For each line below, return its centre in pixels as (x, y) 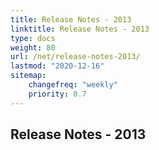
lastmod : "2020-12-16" (57, 66)
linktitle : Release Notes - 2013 (80, 29)
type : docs (33, 38)
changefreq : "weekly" (73, 85)
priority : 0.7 (57, 94)
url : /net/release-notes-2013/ (75, 57)
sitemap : (28, 76)
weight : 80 (33, 47)
